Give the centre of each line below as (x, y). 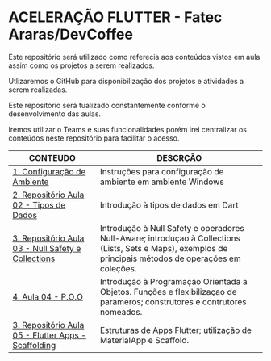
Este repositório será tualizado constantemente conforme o (107, 105)
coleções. (118, 268)
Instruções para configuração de (162, 171)
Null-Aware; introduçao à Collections (170, 238)
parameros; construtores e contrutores (173, 301)
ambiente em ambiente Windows (162, 182)
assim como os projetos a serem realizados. (81, 65)
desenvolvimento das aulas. (55, 114)
